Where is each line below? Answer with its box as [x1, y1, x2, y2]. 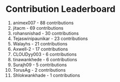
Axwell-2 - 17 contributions [12, 46, 68, 52]
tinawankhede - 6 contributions [12, 56, 77, 62]
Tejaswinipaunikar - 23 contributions [12, 36, 88, 41]
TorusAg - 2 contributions [12, 67, 66, 73]
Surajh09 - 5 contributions [12, 62, 67, 68]
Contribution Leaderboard [5, 3, 116, 15]
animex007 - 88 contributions [12, 20, 74, 26]
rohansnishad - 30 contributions [12, 30, 79, 36]
